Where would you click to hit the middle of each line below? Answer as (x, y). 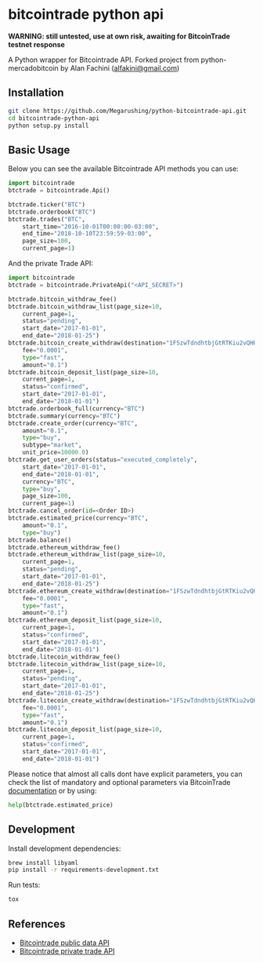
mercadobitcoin (33, 67)
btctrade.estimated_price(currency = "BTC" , (78, 518)
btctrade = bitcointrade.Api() (59, 191)
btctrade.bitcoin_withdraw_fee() (63, 299)
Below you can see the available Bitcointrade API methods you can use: (123, 169)
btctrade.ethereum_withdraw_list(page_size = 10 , (87, 555)
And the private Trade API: (51, 264)
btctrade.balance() (40, 540)
